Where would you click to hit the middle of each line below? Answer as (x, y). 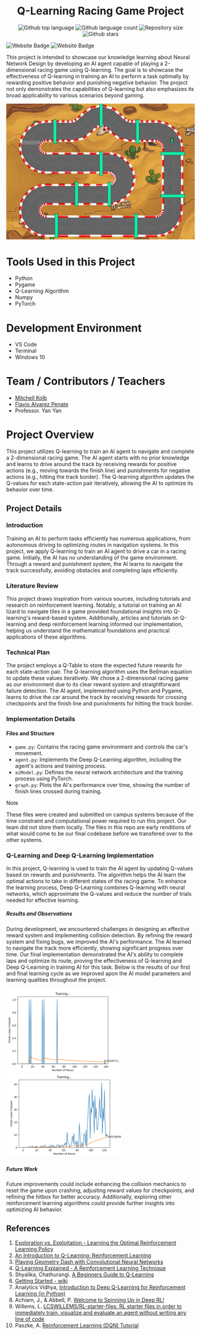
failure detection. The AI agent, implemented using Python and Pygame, (95, 691)
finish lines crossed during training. (58, 791)
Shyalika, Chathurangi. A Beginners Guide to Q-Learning (84, 1275)
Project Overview (50, 435)
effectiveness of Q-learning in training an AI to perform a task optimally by (98, 76)
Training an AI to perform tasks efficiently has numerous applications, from (98, 538)
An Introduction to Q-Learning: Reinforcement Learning (83, 1255)
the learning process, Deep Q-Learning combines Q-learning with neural (96, 887)
